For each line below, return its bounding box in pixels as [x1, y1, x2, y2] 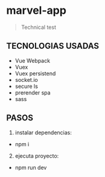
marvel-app [6, 4, 66, 17]
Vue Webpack [14, 57, 50, 64]
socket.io [14, 76, 38, 83]
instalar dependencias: [14, 129, 72, 136]
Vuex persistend [14, 70, 56, 77]
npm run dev [14, 164, 47, 171]
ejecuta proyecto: [14, 152, 59, 160]
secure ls [14, 82, 38, 90]
